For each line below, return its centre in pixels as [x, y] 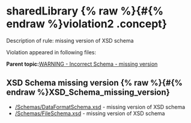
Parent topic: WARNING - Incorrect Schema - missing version [82, 64]
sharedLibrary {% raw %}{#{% [85, 11]
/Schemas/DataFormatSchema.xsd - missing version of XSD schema [100, 107]
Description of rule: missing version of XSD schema [70, 40]
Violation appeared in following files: [51, 52]
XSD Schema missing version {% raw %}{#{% [95, 83]
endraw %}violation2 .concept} [86, 24]
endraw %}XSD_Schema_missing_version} [88, 93]
